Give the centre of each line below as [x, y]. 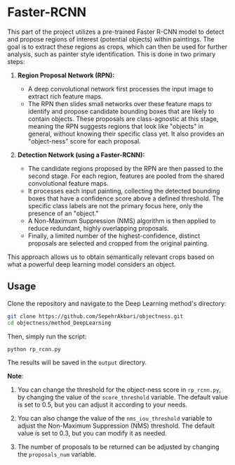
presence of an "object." [63, 213]
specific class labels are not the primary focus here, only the [115, 205]
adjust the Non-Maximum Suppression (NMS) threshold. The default [116, 426]
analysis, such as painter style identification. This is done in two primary [112, 54]
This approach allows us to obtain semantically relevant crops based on [111, 257]
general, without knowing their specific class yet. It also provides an [126, 134]
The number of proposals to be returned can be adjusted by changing [118, 447]
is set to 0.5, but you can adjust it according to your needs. [102, 405]
